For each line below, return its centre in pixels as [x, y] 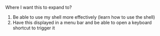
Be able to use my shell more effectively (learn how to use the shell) [84, 17]
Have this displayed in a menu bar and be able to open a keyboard [82, 23]
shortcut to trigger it [34, 28]
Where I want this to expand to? [39, 7]
